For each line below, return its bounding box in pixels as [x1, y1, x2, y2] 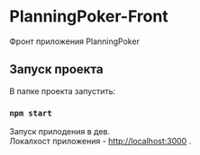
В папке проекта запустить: [9, 85, 116, 96]
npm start [9, 108, 52, 118]
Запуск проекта [9, 62, 104, 77]
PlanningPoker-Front [9, 6, 168, 27]
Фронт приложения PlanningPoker [9, 36, 140, 47]
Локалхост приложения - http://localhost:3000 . [9, 136, 192, 147]
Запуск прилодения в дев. [9, 126, 111, 137]
